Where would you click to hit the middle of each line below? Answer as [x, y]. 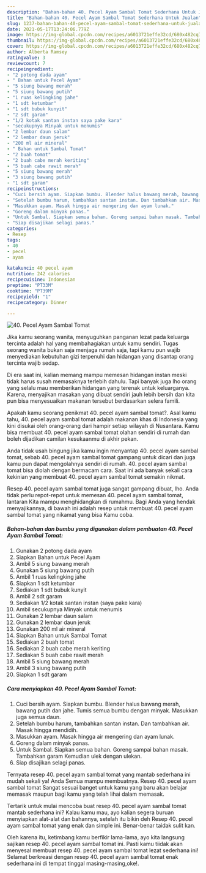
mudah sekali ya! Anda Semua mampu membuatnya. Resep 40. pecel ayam [102, 781]
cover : [15, 47]
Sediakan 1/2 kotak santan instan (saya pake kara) [79, 603]
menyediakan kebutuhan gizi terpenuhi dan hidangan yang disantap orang [101, 357]
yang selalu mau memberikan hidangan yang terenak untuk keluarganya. [98, 388]
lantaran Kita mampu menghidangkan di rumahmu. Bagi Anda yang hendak [101, 502]
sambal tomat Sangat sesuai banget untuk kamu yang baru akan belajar [97, 788]
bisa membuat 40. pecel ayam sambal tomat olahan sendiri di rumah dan [98, 432]
